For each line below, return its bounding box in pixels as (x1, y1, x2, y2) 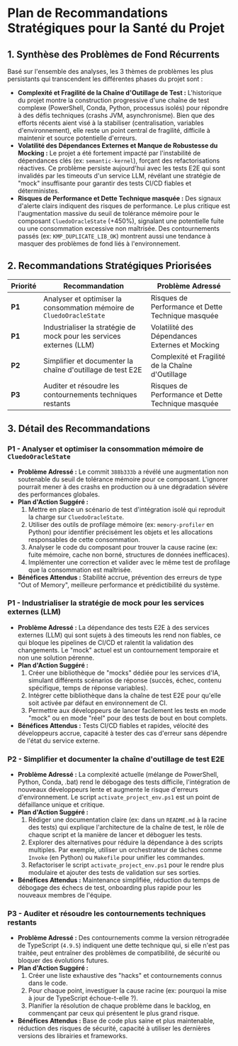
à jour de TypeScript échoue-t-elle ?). (28, 994, 138, 1003)
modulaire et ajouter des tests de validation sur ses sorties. (28, 868, 200, 877)
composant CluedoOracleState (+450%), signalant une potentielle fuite (17, 217, 225, 225)
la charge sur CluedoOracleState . (28, 513, 125, 521)
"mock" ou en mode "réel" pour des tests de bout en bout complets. (28, 714, 228, 722)
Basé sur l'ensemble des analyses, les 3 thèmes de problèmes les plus (7, 67, 214, 75)
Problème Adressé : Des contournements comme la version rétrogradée (17, 934, 230, 942)
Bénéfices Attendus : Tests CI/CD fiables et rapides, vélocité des (17, 721, 209, 729)
